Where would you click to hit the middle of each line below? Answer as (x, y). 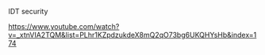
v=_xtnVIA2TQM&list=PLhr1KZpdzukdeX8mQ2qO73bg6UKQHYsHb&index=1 (132, 35)
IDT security (28, 11)
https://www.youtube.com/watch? (64, 26)
